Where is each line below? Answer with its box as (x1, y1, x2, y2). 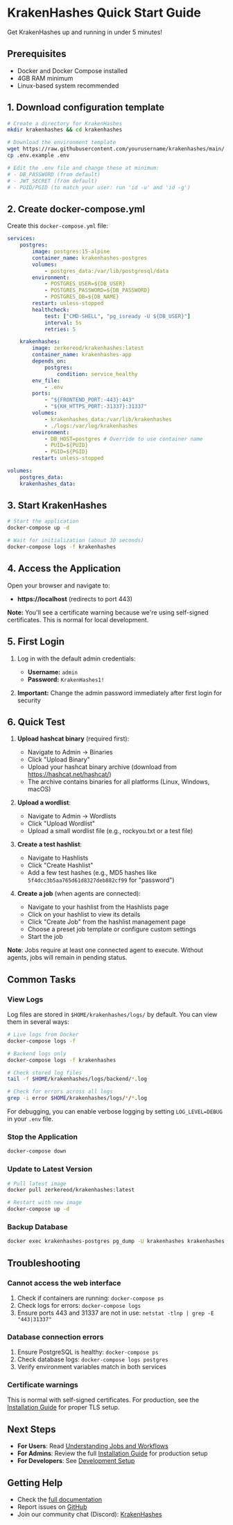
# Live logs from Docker (7, 1032, 79, 1038)
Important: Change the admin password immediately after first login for (17, 688, 223, 697)
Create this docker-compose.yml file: (7, 221, 109, 230)
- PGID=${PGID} (44, 448, 89, 455)
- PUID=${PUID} (44, 442, 89, 449)
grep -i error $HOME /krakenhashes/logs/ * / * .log (7, 1095, 148, 1102)
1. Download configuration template (7, 102, 165, 113)
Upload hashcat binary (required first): (17, 734, 130, 743)
